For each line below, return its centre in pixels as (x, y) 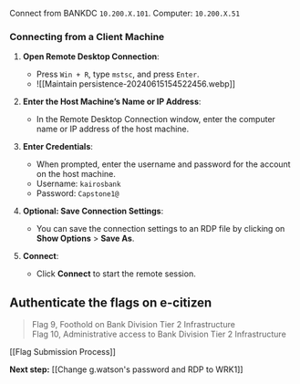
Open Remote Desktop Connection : (91, 57)
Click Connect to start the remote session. (116, 274)
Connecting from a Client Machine (87, 36)
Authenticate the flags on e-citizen (111, 302)
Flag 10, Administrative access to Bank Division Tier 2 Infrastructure (159, 334)
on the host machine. (76, 174)
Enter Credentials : (58, 147)
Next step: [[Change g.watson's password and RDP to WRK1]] (126, 369)
